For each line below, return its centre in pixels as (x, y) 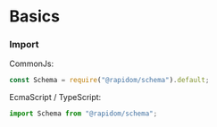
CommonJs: (32, 63)
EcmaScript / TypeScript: (55, 97)
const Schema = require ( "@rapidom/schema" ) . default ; (109, 80)
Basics (35, 17)
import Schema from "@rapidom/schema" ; (83, 114)
